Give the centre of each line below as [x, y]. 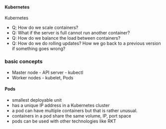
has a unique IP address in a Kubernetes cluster [61, 105]
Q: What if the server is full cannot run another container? [71, 33]
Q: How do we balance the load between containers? [66, 38]
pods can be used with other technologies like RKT [64, 121]
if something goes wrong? [39, 49]
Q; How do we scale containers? [45, 28]
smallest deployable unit [37, 100]
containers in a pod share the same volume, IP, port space [71, 116]
